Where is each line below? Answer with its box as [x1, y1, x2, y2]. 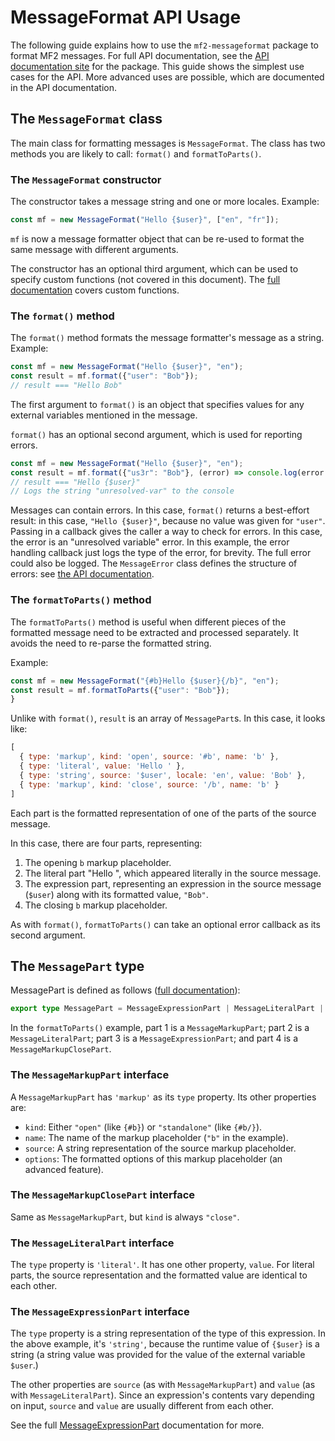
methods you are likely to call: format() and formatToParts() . [10, 147, 262, 160]
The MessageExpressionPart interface [10, 1305, 190, 1319]
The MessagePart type [10, 957, 145, 975]
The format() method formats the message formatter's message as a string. [10, 332, 325, 344]
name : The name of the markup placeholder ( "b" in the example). [24, 1131, 289, 1143]
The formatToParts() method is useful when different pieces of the [10, 616, 287, 628]
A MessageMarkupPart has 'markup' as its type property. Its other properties [10, 1091, 317, 1103]
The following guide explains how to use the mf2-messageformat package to [10, 39, 319, 51]
